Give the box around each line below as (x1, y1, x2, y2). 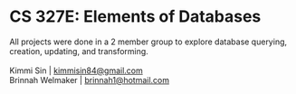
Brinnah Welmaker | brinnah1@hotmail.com (9, 74, 170, 85)
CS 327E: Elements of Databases (9, 6, 262, 27)
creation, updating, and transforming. (9, 45, 149, 56)
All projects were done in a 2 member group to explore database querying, (9, 36, 288, 47)
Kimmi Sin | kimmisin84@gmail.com (9, 65, 143, 76)
